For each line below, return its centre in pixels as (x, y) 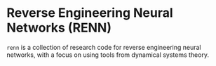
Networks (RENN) (59, 28)
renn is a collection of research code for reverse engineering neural (104, 47)
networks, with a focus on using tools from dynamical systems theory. (108, 55)
